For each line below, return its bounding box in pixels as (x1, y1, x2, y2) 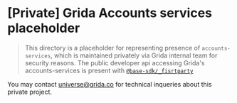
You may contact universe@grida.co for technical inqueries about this (7, 80, 212, 88)
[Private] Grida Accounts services (7, 5, 212, 21)
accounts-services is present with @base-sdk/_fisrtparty (24, 66, 194, 75)
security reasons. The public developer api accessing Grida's (24, 58, 205, 67)
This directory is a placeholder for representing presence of (24, 43, 201, 52)
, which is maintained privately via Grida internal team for (51, 51, 218, 60)
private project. (7, 87, 52, 96)
